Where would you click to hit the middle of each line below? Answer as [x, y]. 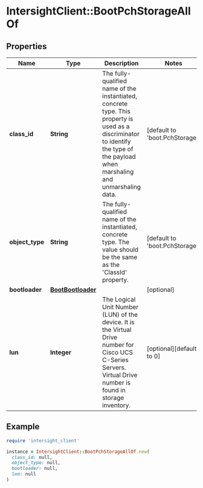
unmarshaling [121, 187]
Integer [61, 352]
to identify [117, 142]
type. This [117, 111]
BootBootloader [73, 290]
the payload [119, 157]
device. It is [118, 322]
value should [121, 249]
